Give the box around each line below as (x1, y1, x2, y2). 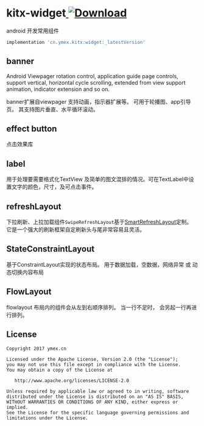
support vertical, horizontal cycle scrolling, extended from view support (6, 79, 186, 86)
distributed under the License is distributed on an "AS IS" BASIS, (6, 394, 184, 400)
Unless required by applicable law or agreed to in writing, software (6, 388, 189, 394)
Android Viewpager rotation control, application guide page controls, (6, 72, 178, 79)
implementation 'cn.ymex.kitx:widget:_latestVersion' (6, 39, 146, 45)
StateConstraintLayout (6, 244, 95, 255)
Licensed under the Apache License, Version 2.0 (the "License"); (6, 356, 178, 363)
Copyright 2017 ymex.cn (6, 345, 67, 352)
